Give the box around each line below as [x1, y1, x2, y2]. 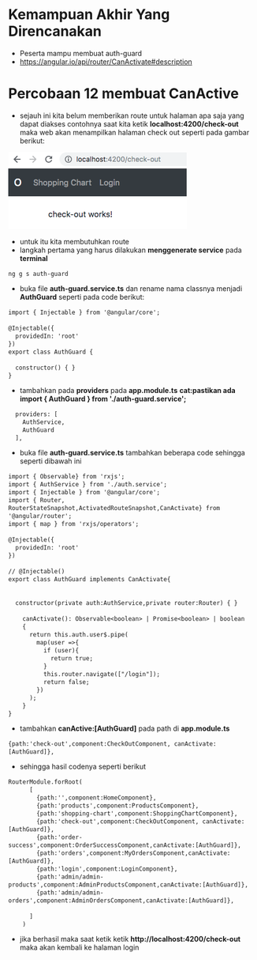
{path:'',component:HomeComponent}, [36, 793, 157, 802]
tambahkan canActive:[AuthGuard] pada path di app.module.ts [19, 724, 230, 733]
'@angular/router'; [8, 512, 73, 520]
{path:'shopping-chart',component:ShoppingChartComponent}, [36, 809, 238, 818]
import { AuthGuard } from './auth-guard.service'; [19, 394, 187, 403]
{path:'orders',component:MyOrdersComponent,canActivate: [36, 849, 231, 857]
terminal [19, 253, 49, 263]
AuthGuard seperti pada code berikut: [19, 292, 145, 301]
